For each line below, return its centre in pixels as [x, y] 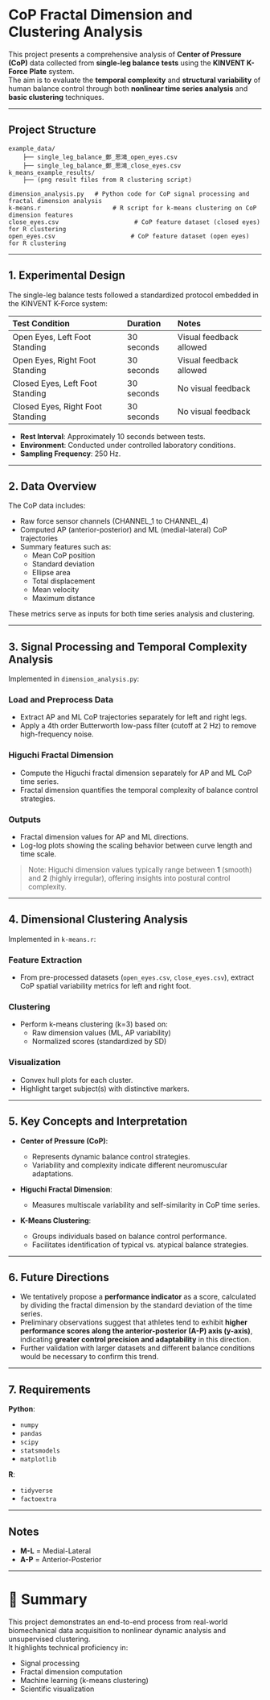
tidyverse [37, 1491]
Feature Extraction [45, 960]
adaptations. [53, 1173]
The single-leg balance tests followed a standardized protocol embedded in [133, 295]
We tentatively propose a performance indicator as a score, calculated [138, 1297]
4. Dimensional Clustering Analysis [98, 920]
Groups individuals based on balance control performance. [129, 1236]
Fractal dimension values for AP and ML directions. [104, 837]
